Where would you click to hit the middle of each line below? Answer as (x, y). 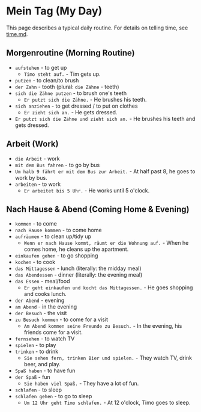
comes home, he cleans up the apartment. (76, 249)
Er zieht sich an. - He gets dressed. (70, 112)
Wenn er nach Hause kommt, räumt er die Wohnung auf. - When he (106, 243)
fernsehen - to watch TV (45, 339)
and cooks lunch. (45, 294)
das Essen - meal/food (42, 281)
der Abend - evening (40, 300)
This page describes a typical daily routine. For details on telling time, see (97, 28)
